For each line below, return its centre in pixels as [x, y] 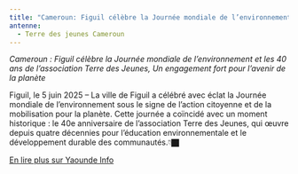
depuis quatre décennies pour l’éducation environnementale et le [128, 133]
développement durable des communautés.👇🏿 [94, 142]
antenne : [25, 26]
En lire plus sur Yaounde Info [62, 160]
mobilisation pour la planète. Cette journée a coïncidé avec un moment [138, 114]
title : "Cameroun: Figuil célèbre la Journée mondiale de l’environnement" [152, 17]
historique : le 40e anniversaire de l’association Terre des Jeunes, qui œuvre [149, 123]
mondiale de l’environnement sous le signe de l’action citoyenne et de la [141, 105]
